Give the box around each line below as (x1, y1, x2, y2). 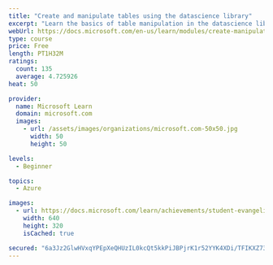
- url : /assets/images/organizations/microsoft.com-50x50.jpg (23, 125, 238, 133)
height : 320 (23, 221, 63, 230)
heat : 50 (8, 80, 38, 88)
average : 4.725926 (15, 72, 79, 80)
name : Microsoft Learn (15, 102, 93, 111)
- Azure (15, 185, 42, 193)
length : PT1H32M (8, 50, 63, 58)
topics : (8, 176, 35, 185)
